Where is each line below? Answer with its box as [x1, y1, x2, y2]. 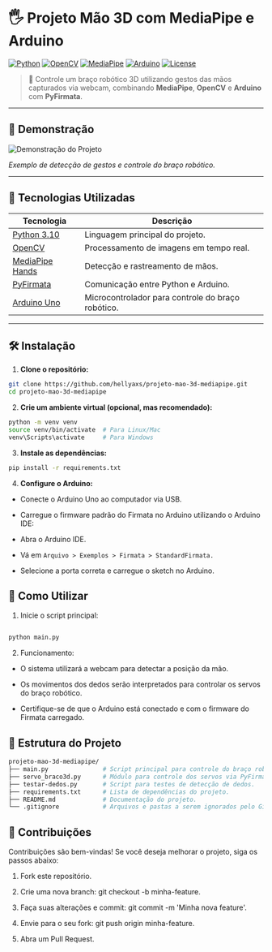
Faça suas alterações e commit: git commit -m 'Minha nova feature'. [19, 902, 247, 912]
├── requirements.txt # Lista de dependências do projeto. [8, 787, 230, 796]
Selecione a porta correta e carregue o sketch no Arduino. [19, 566, 215, 575]
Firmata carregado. [19, 713, 85, 722]
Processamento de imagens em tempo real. [84, 242, 250, 253]
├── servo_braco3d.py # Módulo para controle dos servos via [8, 773, 237, 781]
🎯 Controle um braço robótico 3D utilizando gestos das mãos [28, 74, 232, 84]
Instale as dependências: [19, 448, 107, 458]
